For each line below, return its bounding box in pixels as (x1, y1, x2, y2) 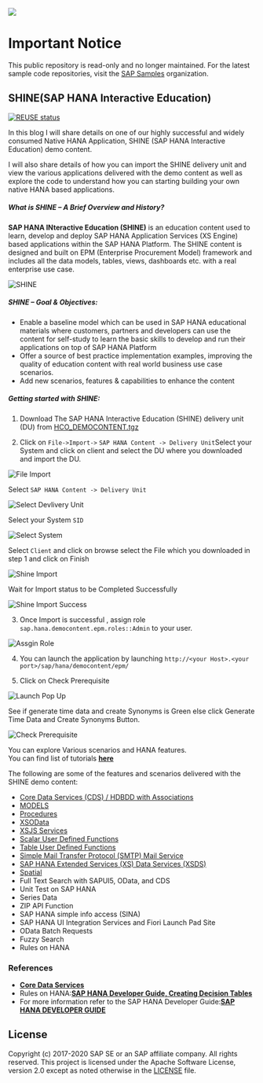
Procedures (19, 809, 57, 818)
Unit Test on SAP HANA (19, 884, 97, 893)
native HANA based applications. (8, 185, 115, 194)
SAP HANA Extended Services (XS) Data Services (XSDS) (19, 859, 206, 868)
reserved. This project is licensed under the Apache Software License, (8, 1057, 236, 1066)
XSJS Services (19, 826, 68, 835)
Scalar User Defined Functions (19, 834, 119, 843)
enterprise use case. (8, 264, 75, 274)
